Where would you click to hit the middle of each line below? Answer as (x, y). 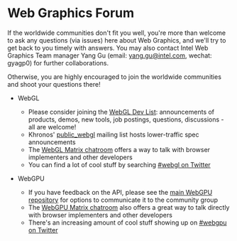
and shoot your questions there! (54, 84)
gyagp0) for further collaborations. (58, 63)
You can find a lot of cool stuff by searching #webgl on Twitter (119, 164)
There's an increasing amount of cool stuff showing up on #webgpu (127, 223)
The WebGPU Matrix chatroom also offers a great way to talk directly (129, 207)
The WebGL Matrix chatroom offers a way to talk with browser (119, 149)
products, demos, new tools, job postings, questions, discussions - (126, 119)
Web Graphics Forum (71, 13)
